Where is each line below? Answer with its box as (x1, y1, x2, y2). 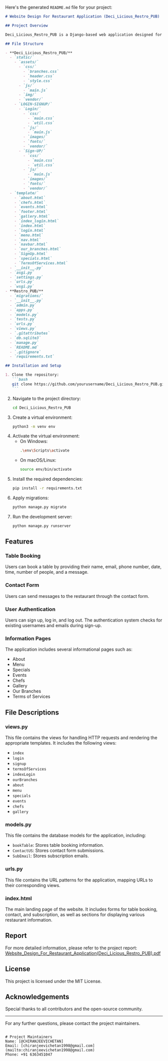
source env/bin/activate (19, 467, 72, 472)
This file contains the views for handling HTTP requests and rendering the (5, 735, 157, 741)
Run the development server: (12, 513, 72, 519)
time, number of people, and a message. (5, 569, 89, 575)
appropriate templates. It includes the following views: (5, 740, 116, 746)
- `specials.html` (14, 256, 52, 261)
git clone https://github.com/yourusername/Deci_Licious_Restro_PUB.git (11, 382, 166, 387)
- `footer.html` (14, 209, 48, 214)
